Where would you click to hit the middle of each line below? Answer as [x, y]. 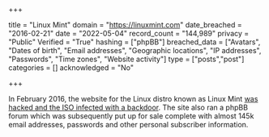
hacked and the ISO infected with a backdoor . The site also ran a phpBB [128, 107]
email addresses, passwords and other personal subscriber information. [128, 125]
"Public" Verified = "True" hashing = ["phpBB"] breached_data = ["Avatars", [134, 42]
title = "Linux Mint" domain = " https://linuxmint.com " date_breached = [126, 25]
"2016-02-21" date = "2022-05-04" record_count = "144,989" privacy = [129, 33]
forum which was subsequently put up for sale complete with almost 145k [131, 116]
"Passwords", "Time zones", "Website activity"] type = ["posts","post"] [126, 59]
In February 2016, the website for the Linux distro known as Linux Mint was [133, 99]
